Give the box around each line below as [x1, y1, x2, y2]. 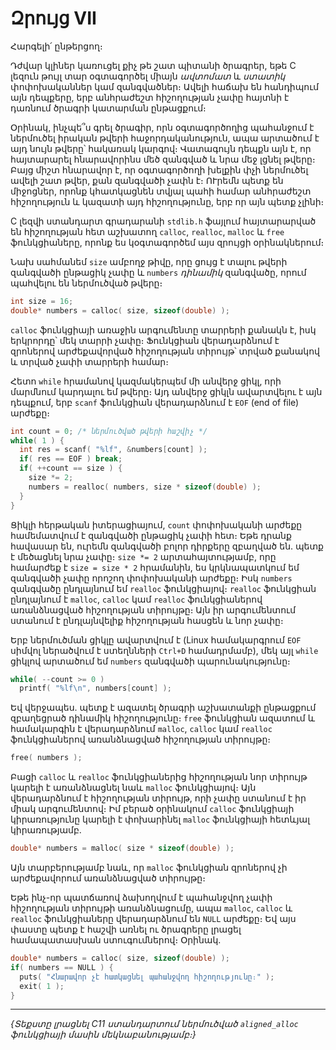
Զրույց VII [10, 7, 97, 30]
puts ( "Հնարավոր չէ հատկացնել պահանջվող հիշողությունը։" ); [19, 972, 275, 982]
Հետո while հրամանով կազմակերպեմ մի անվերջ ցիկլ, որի [10, 375, 282, 387]
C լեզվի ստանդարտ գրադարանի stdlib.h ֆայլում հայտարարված [10, 215, 317, 227]
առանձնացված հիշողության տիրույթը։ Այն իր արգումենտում [10, 603, 297, 616]
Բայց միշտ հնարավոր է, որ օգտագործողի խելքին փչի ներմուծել [10, 163, 309, 176]
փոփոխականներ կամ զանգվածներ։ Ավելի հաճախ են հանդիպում [10, 80, 320, 92]
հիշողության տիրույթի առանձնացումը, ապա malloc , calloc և [10, 902, 293, 914]
